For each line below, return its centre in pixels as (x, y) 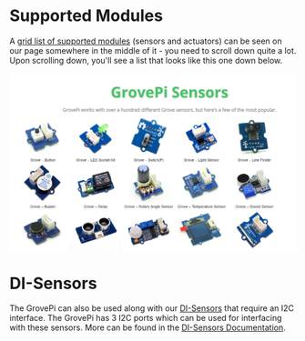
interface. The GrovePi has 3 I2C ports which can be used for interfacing (146, 318)
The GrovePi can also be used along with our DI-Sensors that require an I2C (152, 308)
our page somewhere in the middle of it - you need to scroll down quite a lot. (153, 50)
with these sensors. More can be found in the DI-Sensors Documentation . (147, 327)
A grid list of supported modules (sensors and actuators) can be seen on (146, 41)
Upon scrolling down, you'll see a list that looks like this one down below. (146, 60)
